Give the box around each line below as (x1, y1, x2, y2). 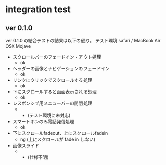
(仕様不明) (27, 154, 49, 160)
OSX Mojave (5, 43, 31, 49)
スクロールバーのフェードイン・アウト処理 (12, 54, 101, 60)
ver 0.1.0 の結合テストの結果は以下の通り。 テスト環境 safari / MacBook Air (5, 38, 161, 43)
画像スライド (12, 143, 39, 148)
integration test (5, 4, 71, 15)
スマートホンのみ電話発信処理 (12, 119, 74, 124)
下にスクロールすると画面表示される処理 (12, 89, 97, 94)
